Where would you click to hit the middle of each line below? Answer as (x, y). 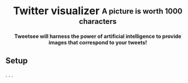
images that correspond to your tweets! (98, 42)
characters (98, 22)
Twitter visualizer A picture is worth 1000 (98, 11)
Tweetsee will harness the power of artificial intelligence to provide (98, 36)
